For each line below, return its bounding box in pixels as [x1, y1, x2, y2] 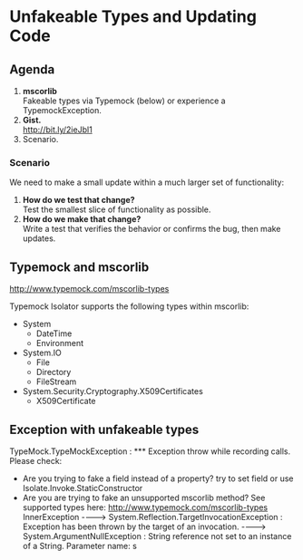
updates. [22, 233, 56, 244]
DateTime [35, 328, 73, 339]
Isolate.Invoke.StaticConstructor [22, 482, 143, 493]
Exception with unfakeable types [9, 421, 200, 437]
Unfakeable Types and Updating [9, 6, 257, 27]
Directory [35, 367, 72, 378]
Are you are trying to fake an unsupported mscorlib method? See [22, 492, 266, 503]
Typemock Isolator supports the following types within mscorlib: [9, 301, 249, 312]
